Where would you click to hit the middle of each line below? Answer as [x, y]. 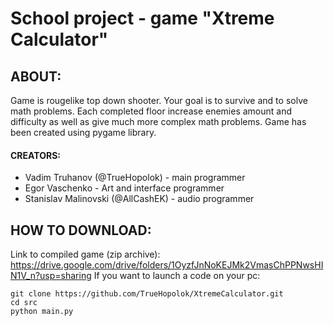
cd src [24, 303]
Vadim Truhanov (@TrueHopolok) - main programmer [135, 178]
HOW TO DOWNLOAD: [81, 230]
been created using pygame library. [83, 132]
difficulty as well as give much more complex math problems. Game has [158, 121]
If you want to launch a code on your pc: [177, 276]
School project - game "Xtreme [142, 18]
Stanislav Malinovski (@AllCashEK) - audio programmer [139, 199]
